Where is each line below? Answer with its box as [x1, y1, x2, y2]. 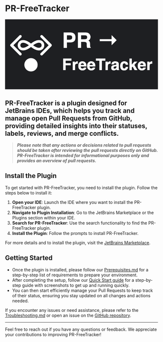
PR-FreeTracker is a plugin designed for [5, 99, 128, 107]
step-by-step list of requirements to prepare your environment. [12, 272, 138, 278]
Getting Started [5, 254, 53, 262]
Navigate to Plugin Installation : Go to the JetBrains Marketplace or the [12, 210, 154, 216]
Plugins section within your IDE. [12, 215, 76, 220]
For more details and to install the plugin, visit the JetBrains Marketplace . [5, 239, 151, 246]
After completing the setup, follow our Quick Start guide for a [12, 277, 134, 283]
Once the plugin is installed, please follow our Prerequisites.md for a [12, 267, 149, 272]
